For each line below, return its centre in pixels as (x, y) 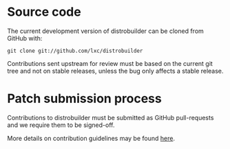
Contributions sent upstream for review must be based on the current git (110, 63)
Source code (44, 12)
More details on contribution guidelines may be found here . (91, 138)
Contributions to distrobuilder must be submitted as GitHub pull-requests (111, 117)
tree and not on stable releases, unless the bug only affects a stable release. (115, 71)
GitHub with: (25, 38)
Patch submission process (84, 99)
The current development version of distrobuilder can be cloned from (106, 31)
